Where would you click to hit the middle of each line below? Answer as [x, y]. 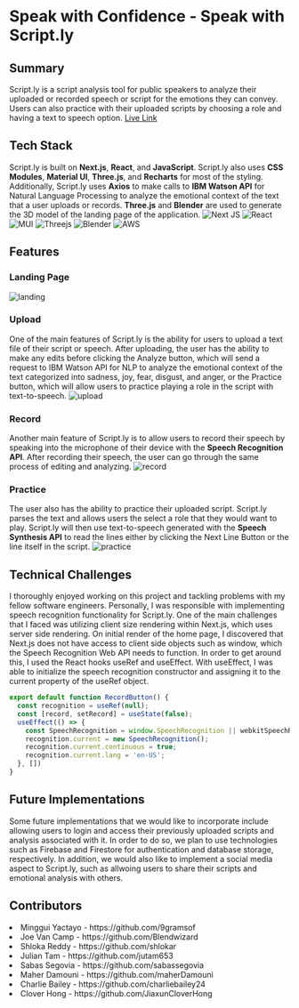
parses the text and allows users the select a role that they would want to [143, 519]
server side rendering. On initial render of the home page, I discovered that [146, 634]
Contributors [46, 906]
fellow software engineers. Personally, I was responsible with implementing [147, 606]
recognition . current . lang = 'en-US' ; [95, 755]
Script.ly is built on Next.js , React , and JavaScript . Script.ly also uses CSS [146, 167]
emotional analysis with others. [66, 877]
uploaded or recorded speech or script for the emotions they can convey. [144, 99]
